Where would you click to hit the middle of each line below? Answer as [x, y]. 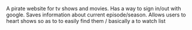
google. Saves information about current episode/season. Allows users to [96, 15]
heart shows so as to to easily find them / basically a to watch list [86, 21]
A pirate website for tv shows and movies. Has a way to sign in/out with [94, 9]
